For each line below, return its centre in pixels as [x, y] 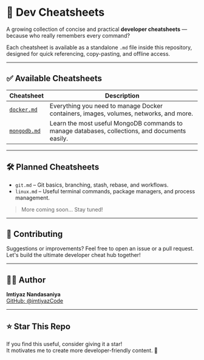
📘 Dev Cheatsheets [56, 12]
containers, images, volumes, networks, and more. [121, 113]
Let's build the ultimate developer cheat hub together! [73, 255]
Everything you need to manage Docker [106, 105]
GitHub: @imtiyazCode [35, 301]
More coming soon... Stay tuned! [62, 209]
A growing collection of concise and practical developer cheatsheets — [97, 29]
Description [122, 95]
